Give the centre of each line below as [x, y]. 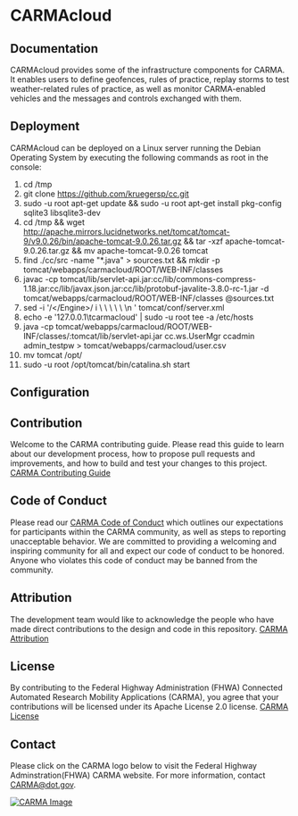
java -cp [38, 326]
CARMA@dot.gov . [43, 785]
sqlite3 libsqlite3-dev [62, 212]
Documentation [54, 49]
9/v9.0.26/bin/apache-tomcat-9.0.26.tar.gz [102, 241]
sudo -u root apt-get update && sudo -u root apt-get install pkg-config [152, 203]
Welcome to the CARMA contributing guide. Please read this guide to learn [147, 445]
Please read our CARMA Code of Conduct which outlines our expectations [147, 522]
